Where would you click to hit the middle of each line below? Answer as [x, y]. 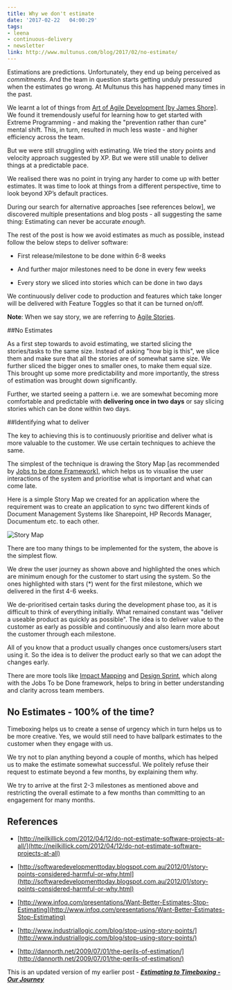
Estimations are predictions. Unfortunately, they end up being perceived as [114, 72]
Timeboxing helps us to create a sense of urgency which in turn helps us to [115, 729]
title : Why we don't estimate [51, 14]
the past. [20, 94]
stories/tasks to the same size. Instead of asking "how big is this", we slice [113, 351]
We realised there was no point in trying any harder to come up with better [113, 178]
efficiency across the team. [46, 137]
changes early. [28, 662]
